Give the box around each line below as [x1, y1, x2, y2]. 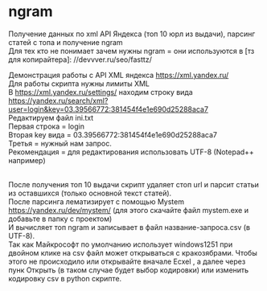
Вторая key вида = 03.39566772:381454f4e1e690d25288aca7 [8, 129, 218, 139]
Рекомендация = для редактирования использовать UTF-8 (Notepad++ [8, 147, 255, 157]
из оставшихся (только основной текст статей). [8, 188, 172, 198]
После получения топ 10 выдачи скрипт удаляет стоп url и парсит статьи [8, 179, 260, 189]
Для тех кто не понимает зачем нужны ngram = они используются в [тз [8, 46, 255, 55]
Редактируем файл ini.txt [8, 113, 94, 122]
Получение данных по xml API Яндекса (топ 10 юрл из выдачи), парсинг [8, 29, 256, 39]
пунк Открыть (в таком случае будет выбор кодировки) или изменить [8, 264, 249, 275]
